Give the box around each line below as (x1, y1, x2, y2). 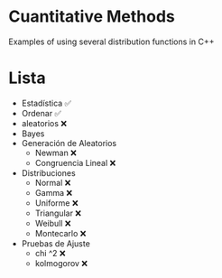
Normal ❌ (34, 177, 71, 188)
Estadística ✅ (21, 97, 72, 108)
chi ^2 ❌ (34, 247, 66, 258)
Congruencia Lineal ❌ (34, 157, 116, 168)
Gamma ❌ (34, 187, 73, 198)
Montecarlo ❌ (34, 227, 87, 238)
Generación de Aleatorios (21, 137, 117, 148)
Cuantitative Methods (8, 6, 175, 27)
